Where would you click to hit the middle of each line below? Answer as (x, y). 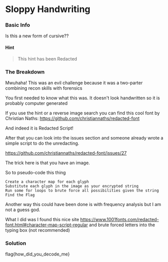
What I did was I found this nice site (42, 219)
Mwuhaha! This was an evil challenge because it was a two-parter (74, 83)
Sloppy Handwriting (48, 9)
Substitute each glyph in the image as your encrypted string (72, 186)
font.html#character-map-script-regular (47, 225)
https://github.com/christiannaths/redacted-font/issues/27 (66, 153)
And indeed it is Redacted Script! (39, 128)
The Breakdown (25, 72)
